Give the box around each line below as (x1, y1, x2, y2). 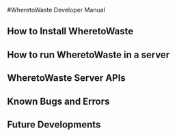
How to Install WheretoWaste (7, 25, 134, 37)
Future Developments (7, 119, 101, 130)
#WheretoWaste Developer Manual (7, 6, 106, 14)
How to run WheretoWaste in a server (7, 49, 170, 60)
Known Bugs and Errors (7, 95, 110, 107)
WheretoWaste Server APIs (7, 72, 126, 84)
